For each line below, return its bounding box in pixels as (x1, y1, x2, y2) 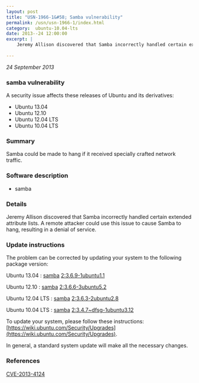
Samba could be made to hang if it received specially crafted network (6, 151, 176, 158)
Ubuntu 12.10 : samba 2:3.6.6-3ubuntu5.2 (6, 283, 107, 291)
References (6, 357, 40, 365)
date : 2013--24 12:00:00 (6, 31, 68, 37)
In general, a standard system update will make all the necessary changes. (6, 342, 188, 349)
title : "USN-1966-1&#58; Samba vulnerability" (6, 14, 123, 20)
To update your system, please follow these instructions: (6, 318, 144, 325)
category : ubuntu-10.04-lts (6, 25, 78, 31)
